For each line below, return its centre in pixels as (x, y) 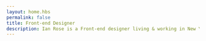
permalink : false (29, 17)
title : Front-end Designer (41, 23)
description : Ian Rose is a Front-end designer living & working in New (101, 29)
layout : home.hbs (29, 12)
